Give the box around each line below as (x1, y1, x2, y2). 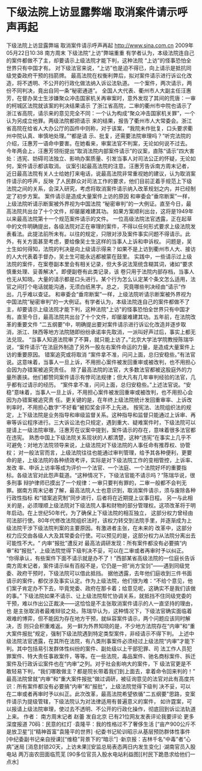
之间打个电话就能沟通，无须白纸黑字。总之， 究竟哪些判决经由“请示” (11, 283, 182, 290)
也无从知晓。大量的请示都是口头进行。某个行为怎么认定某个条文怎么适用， (6, 275, 191, 282)
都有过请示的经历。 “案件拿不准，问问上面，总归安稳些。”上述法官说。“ (11, 381, 186, 388)
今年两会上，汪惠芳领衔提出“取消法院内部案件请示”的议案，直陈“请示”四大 (6, 147, 189, 154)
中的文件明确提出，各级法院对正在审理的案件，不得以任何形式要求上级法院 (6, 223, 191, 230)
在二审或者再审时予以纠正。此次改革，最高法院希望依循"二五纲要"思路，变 (6, 690, 191, 697)
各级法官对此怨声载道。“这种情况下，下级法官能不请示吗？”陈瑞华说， (16, 471, 191, 478)
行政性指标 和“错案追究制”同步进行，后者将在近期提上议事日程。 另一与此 (6, 494, 188, 501)
